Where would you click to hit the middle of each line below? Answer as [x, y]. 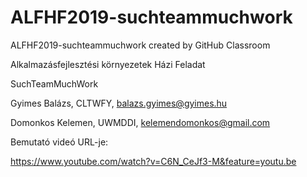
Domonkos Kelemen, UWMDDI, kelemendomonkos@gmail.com [140, 122]
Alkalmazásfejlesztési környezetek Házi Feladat [108, 64]
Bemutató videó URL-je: [59, 142]
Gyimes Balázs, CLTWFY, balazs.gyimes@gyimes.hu [119, 103]
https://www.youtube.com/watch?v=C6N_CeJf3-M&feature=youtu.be [153, 161]
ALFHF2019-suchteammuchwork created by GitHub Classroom [140, 45]
